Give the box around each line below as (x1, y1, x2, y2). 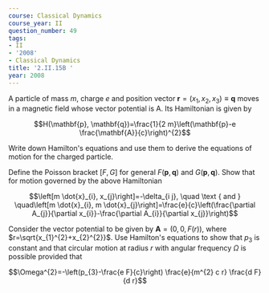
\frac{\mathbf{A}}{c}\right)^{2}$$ (79, 128, 191, 137)
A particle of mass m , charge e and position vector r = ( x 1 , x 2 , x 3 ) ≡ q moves (8, 93, 259, 105)
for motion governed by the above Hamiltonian (8, 176, 162, 185)
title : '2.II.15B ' (8, 64, 74, 72)
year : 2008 (8, 71, 45, 79)
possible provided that (8, 252, 83, 262)
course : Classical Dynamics (8, 11, 103, 20)
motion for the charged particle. (8, 152, 114, 161)
